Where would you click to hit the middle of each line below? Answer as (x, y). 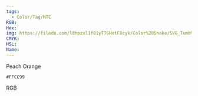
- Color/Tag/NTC (31, 17)
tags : (13, 11)
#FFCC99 (16, 77)
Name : (13, 50)
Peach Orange (24, 66)
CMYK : (13, 39)
